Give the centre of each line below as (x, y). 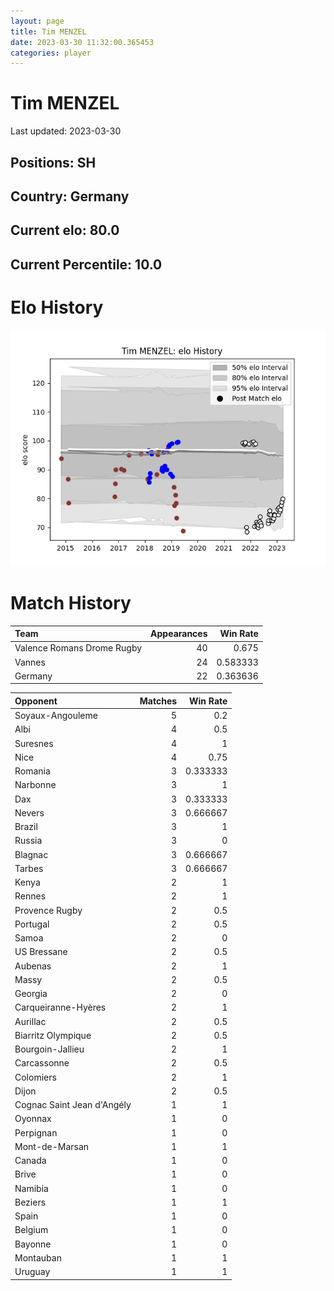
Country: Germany (70, 196)
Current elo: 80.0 (65, 230)
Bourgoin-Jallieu (49, 1049)
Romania (32, 771)
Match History (71, 602)
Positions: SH (53, 162)
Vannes (30, 662)
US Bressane (41, 952)
